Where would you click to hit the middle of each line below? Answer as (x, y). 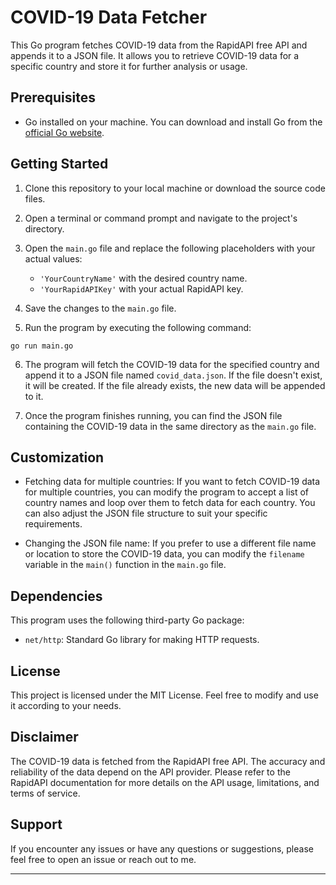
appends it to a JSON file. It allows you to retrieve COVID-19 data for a (155, 55)
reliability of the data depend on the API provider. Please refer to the (150, 772)
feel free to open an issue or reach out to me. (103, 859)
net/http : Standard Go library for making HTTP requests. (142, 640)
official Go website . (64, 132)
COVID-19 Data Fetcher (109, 17)
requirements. (53, 524)
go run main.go (42, 346)
